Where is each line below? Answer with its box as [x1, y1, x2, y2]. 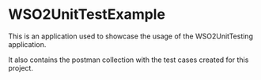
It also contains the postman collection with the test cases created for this [8, 55, 249, 64]
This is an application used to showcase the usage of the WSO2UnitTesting [8, 31, 253, 41]
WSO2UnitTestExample [8, 5, 166, 24]
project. [8, 63, 34, 72]
